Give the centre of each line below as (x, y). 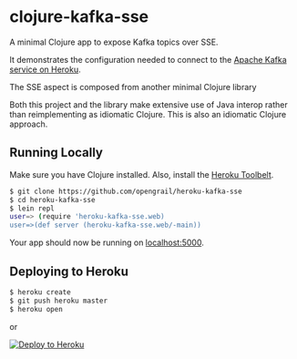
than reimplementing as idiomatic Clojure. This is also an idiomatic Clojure (148, 114)
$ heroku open (36, 309)
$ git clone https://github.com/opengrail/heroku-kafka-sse (126, 191)
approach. (29, 124)
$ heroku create (40, 292)
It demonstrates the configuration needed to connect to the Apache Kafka (148, 59)
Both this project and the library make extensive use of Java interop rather (149, 104)
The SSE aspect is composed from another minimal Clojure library (133, 87)
